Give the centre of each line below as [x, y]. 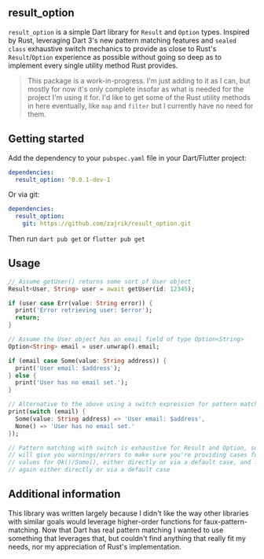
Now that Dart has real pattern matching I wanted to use [133, 530]
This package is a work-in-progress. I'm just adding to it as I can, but [139, 80]
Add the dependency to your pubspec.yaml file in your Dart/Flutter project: [127, 157]
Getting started [46, 139]
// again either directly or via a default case [89, 470]
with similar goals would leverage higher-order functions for [105, 521]
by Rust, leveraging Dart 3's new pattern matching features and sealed [123, 40]
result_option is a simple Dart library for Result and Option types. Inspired [129, 31]
